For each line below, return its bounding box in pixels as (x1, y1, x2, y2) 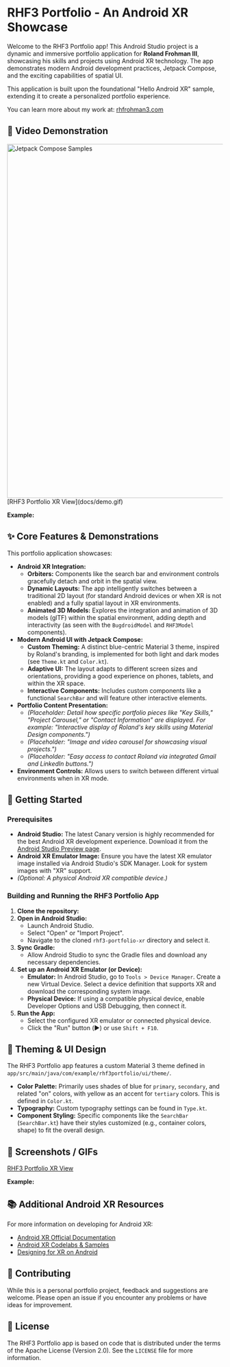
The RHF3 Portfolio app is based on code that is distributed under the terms (7, 1339, 221, 1347)
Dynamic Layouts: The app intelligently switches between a (27, 584, 197, 592)
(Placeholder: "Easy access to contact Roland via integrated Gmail (27, 752, 217, 760)
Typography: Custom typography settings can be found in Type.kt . (16, 1104, 207, 1113)
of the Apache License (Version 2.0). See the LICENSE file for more (7, 1346, 193, 1355)
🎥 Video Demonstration (7, 125, 108, 137)
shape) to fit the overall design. (16, 1126, 105, 1135)
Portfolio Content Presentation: (16, 701, 108, 709)
